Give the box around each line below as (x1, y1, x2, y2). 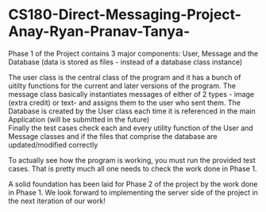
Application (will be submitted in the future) (8, 114, 150, 124)
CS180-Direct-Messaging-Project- (8, 6, 242, 24)
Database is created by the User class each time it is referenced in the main (8, 106, 256, 116)
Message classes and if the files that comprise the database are (8, 131, 218, 141)
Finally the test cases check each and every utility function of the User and (8, 123, 254, 133)
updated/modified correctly (8, 140, 98, 149)
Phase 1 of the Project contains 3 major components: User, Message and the (8, 48, 259, 58)
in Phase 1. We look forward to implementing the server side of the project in (8, 187, 258, 197)
